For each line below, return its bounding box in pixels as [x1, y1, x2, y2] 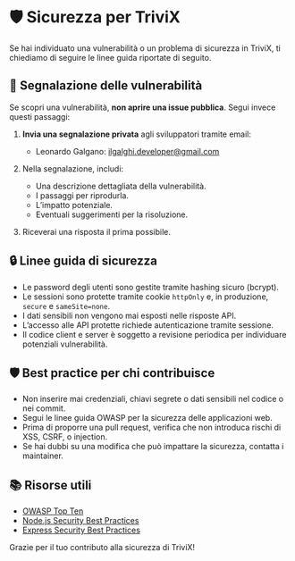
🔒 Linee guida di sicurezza [9, 254, 158, 269]
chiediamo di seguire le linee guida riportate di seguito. [9, 52, 212, 63]
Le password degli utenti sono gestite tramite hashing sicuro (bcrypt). [21, 281, 280, 292]
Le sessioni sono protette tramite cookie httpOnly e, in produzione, [21, 291, 269, 302]
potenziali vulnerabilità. [21, 339, 108, 349]
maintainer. [21, 450, 64, 461]
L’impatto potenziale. [35, 199, 114, 210]
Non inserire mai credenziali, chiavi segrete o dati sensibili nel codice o [21, 394, 284, 405]
